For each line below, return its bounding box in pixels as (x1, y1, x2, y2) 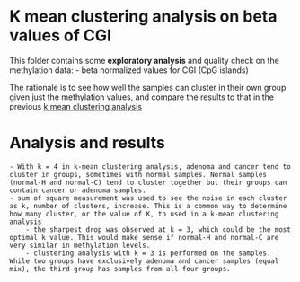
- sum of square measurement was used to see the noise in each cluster (9, 193, 287, 203)
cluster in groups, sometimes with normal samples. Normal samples (9, 170, 268, 179)
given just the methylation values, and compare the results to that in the (9, 92, 275, 102)
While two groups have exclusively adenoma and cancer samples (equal (9, 256, 279, 266)
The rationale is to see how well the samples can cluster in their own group (9, 82, 287, 93)
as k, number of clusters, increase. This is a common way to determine (9, 201, 287, 210)
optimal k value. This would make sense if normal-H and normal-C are (9, 233, 279, 242)
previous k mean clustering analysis (9, 101, 142, 111)
